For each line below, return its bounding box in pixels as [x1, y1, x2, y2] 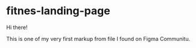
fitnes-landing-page [6, 4, 110, 18]
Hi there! [6, 24, 28, 31]
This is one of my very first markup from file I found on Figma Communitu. [6, 35, 191, 42]
